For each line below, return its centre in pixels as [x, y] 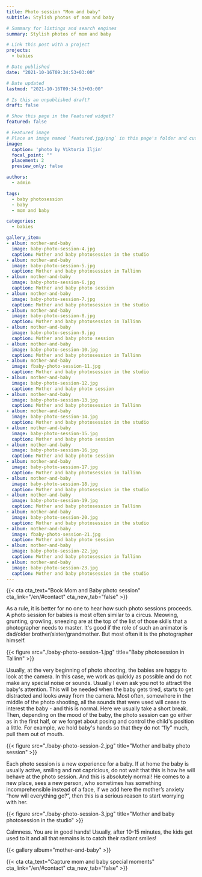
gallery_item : [24, 238]
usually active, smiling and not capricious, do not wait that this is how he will [101, 770]
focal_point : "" [32, 155]
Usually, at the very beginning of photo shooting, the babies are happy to [97, 670]
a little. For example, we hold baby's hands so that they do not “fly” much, [98, 728]
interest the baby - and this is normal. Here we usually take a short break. [97, 708]
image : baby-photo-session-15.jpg [55, 433]
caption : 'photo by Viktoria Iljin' [57, 149]
